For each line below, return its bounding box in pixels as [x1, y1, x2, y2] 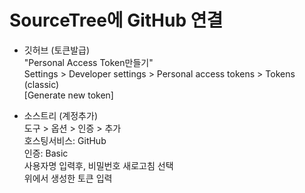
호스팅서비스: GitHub [23, 134, 107, 146]
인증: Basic [23, 147, 69, 159]
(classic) [23, 78, 60, 90]
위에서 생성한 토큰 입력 [23, 172, 113, 184]
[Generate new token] [23, 89, 114, 101]
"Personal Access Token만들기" [23, 56, 154, 68]
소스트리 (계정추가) [23, 109, 98, 121]
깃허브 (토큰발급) [23, 44, 91, 56]
